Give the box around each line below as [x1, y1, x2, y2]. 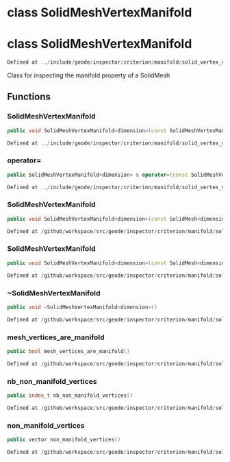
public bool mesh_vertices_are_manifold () [7, 348, 130, 354]
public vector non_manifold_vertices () [7, 437, 121, 443]
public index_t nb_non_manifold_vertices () [7, 392, 133, 399]
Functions [7, 91, 51, 103]
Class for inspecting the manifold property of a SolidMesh [7, 71, 170, 80]
